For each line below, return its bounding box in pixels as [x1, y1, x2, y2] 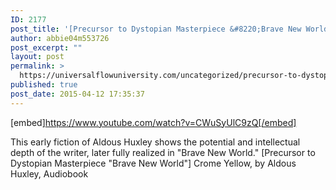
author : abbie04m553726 [10, 33, 110, 43]
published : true [10, 80, 78, 90]
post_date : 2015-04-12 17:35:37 [10, 89, 145, 99]
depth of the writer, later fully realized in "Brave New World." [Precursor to [10, 146, 316, 158]
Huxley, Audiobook [10, 167, 89, 180]
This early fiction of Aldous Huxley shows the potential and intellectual [10, 136, 301, 148]
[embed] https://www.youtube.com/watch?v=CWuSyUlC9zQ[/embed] [10, 116, 297, 128]
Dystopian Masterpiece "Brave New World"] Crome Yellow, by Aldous [10, 157, 297, 169]
